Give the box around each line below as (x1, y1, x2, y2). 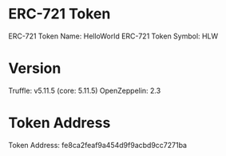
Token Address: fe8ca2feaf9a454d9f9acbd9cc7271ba (8, 140, 188, 150)
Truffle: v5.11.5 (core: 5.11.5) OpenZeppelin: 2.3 (8, 86, 161, 95)
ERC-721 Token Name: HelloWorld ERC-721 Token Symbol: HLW (8, 31, 219, 41)
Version (8, 59, 61, 78)
